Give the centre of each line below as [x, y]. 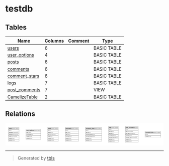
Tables [16, 27]
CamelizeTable [22, 97]
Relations [20, 114]
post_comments [24, 90]
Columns [54, 41]
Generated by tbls [36, 158]
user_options [21, 55]
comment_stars [23, 76]
